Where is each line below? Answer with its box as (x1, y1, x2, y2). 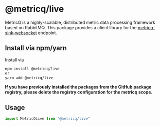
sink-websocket (5, 30, 37, 36)
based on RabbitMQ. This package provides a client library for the (5, 24, 137, 30)
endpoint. (38, 30, 57, 36)
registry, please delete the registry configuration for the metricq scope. (5, 89, 153, 95)
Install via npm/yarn (5, 44, 67, 52)
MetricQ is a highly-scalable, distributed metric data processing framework (5, 19, 156, 25)
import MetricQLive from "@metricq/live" (5, 116, 90, 121)
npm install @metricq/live (5, 66, 60, 71)
